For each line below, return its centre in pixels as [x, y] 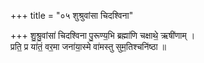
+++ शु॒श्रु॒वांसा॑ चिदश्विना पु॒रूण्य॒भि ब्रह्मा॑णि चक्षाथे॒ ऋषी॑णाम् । [103, 35]
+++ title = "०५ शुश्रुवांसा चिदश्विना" [72, 15]
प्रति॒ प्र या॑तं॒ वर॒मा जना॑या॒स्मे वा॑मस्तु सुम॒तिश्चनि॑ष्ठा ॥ [88, 46]
